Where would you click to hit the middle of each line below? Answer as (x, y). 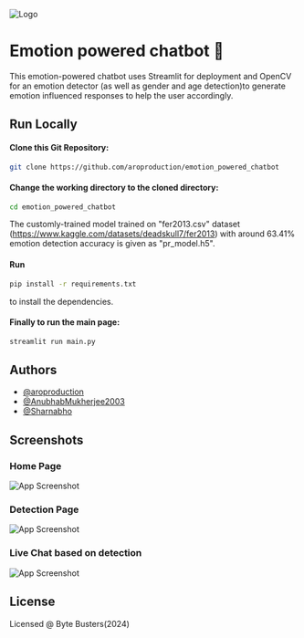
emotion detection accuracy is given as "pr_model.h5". (112, 244)
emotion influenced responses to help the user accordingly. (121, 95)
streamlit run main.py (52, 341)
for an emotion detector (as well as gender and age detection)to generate (147, 86)
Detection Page (44, 509)
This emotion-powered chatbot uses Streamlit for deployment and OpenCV (151, 76)
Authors (33, 370)
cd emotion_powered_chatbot (63, 207)
